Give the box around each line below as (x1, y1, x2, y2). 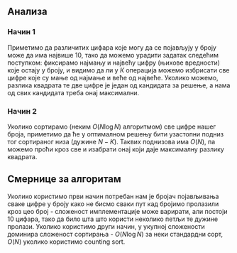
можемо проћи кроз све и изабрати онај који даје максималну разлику (7, 145, 225, 154)
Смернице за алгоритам (7, 173, 122, 185)
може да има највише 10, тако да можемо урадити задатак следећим (7, 50, 219, 59)
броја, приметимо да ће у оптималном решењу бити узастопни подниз (7, 129, 224, 138)
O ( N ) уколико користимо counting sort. (7, 237, 126, 246)
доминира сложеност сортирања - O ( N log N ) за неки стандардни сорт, (7, 230, 224, 238)
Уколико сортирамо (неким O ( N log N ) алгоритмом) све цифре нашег (7, 122, 216, 131)
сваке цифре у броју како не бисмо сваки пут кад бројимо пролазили (7, 199, 219, 208)
